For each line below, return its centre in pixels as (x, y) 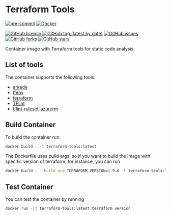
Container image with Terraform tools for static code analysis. (70, 49)
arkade (20, 87)
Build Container (31, 125)
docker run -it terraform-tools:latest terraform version (68, 209)
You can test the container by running (45, 199)
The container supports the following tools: (50, 77)
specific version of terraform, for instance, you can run (63, 161)
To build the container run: (33, 137)
